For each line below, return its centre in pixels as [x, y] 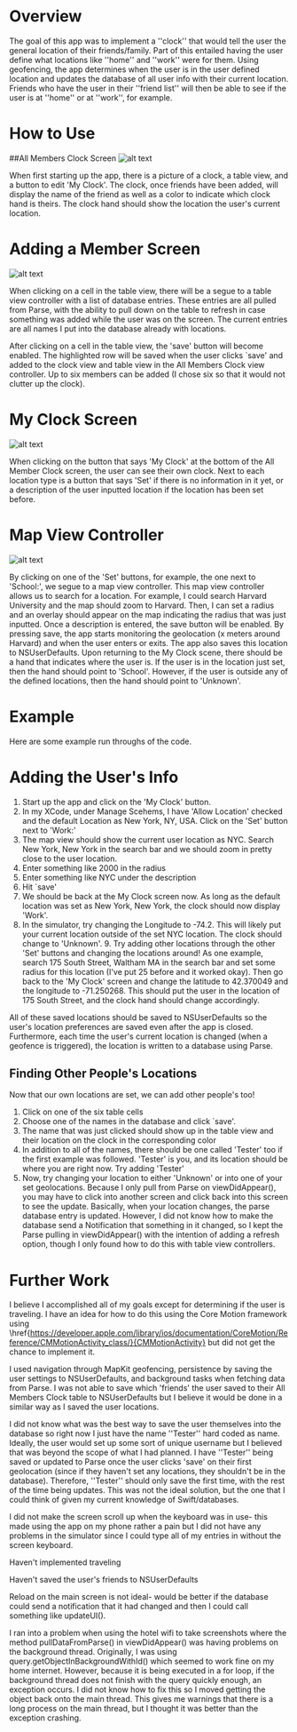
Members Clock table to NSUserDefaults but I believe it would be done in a [146, 1398]
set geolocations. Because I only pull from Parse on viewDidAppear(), [149, 1187]
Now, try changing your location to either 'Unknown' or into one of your [152, 1178]
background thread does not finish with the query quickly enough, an [136, 1680]
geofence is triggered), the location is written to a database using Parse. [141, 1045]
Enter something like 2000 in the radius [94, 867]
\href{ [20, 1333]
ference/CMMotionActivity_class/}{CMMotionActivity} [108, 1343]
